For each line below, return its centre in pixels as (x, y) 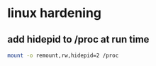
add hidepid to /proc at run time (78, 39)
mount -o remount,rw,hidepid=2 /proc (63, 55)
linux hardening (54, 13)
